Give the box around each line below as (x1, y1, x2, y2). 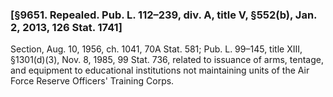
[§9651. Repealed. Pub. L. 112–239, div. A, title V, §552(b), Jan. (10, 8, 318, 22)
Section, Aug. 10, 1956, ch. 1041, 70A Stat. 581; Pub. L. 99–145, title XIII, (10, 43, 303, 55)
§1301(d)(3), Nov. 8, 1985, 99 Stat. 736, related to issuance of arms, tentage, (10, 54, 324, 66)
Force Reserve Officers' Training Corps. (10, 75, 175, 87)
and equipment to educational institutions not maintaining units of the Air (10, 64, 310, 77)
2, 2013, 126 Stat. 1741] (10, 20, 123, 34)
